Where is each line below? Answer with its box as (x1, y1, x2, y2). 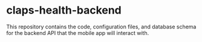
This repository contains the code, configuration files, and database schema (6, 23, 197, 30)
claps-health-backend (6, 4, 122, 17)
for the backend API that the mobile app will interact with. (6, 29, 149, 36)
